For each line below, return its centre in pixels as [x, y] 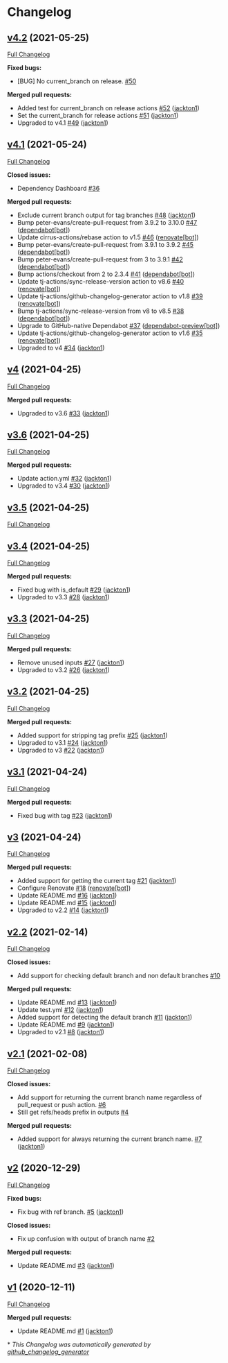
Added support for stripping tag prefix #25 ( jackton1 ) [92, 735]
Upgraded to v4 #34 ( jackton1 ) [61, 348]
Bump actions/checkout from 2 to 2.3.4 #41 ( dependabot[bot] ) [106, 274]
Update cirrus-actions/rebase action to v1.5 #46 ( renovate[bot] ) [108, 237]
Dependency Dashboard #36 [58, 188]
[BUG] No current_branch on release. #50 [77, 81]
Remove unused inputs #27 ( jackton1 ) [71, 662]
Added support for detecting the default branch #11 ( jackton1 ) [105, 1018]
